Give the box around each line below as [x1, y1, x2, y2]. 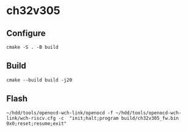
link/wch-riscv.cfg [6, 115, 56, 121]
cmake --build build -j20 [6, 77, 72, 83]
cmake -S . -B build [6, 44, 59, 50]
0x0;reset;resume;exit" [6, 120, 67, 127]
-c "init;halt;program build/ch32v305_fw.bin [58, 115, 179, 121]
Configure [6, 28, 46, 38]
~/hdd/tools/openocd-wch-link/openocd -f [6, 109, 114, 116]
